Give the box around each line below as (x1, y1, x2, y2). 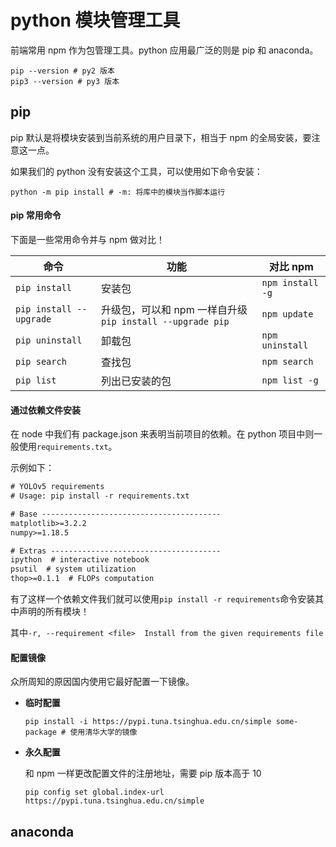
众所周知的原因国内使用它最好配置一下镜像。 (10, 676, 195, 688)
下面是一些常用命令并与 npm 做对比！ (10, 233, 165, 245)
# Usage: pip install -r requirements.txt (10, 491, 190, 501)
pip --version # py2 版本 (10, 66, 115, 76)
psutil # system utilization (10, 564, 137, 575)
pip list (15, 374, 57, 386)
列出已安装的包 (101, 374, 172, 388)
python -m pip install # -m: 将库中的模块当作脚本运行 (10, 187, 226, 197)
